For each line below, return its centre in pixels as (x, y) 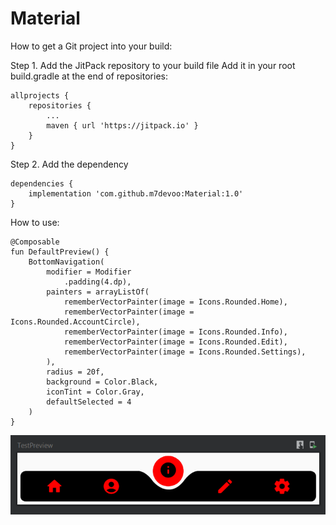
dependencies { (42, 183)
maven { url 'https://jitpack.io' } (122, 125)
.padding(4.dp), (97, 282)
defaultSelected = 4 (89, 402)
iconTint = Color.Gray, (95, 392)
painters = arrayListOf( (98, 292)
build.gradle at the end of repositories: (89, 76)
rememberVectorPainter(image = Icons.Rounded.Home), (175, 302)
